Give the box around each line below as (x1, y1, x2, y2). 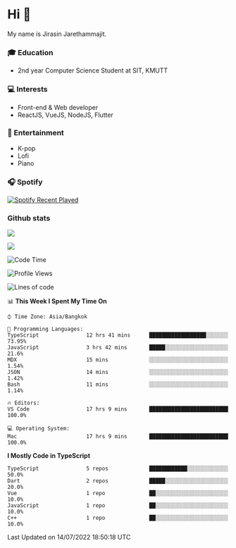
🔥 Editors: (7, 399, 40, 407)
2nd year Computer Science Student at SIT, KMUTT (17, 66, 168, 75)
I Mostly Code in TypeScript (7, 452, 90, 460)
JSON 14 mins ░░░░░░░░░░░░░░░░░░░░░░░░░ (7, 369, 229, 376)
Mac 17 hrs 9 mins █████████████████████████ (7, 433, 229, 440)
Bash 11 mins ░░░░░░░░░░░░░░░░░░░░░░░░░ (7, 381, 229, 388)
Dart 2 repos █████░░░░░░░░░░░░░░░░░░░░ (7, 478, 229, 485)
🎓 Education (7, 47, 54, 57)
